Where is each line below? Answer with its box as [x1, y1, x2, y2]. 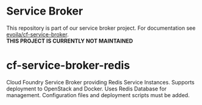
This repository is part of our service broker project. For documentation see [6, 24, 196, 32]
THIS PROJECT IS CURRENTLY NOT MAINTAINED [6, 37, 133, 44]
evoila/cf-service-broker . [6, 30, 69, 38]
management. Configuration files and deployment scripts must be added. [6, 91, 190, 98]
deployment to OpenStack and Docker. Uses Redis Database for [6, 85, 167, 92]
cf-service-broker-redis [6, 59, 130, 72]
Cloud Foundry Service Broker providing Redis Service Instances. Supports [6, 78, 195, 86]
